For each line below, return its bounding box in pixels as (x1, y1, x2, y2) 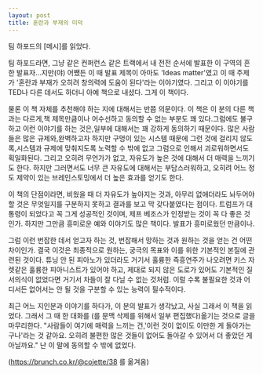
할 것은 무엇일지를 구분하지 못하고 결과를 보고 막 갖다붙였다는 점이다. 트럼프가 (8, 199, 245, 209)
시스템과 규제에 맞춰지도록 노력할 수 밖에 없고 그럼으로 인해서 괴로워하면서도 (16, 143, 250, 153)
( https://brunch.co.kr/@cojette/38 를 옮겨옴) (8, 357, 149, 366)
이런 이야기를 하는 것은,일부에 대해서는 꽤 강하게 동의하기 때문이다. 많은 (22, 123, 241, 133)
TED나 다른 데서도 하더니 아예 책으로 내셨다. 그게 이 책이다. (8, 87, 189, 96)
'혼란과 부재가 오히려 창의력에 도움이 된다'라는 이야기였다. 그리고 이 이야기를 (16, 78, 249, 87)
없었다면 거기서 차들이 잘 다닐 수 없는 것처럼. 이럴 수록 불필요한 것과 (35, 274, 243, 284)
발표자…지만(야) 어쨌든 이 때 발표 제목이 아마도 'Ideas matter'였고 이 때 (16, 67, 236, 77)
